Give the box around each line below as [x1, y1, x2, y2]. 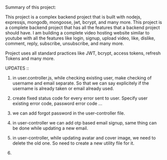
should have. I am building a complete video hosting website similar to [5, 30, 150, 35]
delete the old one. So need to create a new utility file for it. [12, 140, 135, 146]
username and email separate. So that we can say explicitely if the [12, 80, 149, 86]
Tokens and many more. [5, 55, 55, 61]
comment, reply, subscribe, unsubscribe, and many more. [5, 40, 124, 46]
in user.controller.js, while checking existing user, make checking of [12, 75, 152, 80]
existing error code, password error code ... [12, 100, 102, 106]
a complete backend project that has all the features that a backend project [5, 24, 160, 30]
